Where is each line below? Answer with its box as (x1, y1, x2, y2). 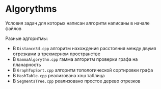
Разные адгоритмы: (5, 35, 48, 41)
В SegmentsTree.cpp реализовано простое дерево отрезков (12, 78, 141, 84)
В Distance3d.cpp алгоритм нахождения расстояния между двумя (12, 45, 156, 51)
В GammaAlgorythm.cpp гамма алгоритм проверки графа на (12, 56, 138, 62)
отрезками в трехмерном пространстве (12, 51, 101, 57)
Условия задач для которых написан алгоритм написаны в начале (5, 20, 150, 26)
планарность (12, 61, 41, 68)
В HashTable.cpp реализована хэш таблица (12, 72, 105, 78)
